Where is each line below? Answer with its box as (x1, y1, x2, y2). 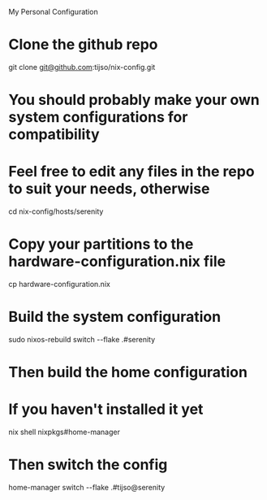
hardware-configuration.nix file (8, 252, 226, 271)
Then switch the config (8, 455, 168, 474)
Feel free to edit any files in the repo (8, 163, 255, 181)
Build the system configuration (8, 308, 222, 326)
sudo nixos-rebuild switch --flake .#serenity (8, 334, 156, 344)
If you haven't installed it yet (8, 400, 204, 419)
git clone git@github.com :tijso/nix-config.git (8, 62, 156, 72)
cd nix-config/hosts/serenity (8, 207, 104, 216)
